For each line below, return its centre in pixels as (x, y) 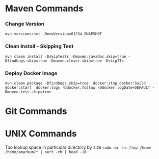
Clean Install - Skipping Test (39, 46)
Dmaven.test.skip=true (28, 92)
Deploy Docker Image (31, 73)
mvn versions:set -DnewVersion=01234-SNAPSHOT (53, 34)
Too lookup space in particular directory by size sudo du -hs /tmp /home (78, 147)
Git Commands (36, 111)
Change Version (25, 24)
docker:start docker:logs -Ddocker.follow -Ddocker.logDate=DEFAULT (78, 88)
